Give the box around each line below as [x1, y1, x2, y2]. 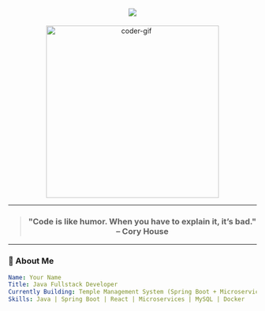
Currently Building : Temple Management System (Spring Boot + [8, 288, 217, 296]
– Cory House [115, 225, 169, 236]
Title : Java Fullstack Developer [8, 280, 118, 289]
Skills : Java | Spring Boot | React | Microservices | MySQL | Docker [8, 295, 245, 303]
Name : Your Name [8, 273, 62, 281]
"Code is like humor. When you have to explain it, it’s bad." [28, 216, 257, 227]
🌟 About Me [8, 256, 54, 267]
